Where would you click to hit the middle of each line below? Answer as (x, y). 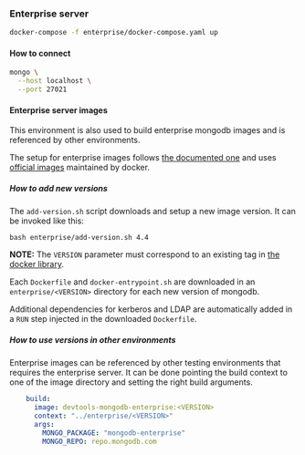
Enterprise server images (58, 110)
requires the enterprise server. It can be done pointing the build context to (148, 373)
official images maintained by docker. (80, 168)
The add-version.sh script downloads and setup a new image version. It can (153, 212)
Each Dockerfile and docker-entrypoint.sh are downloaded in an (132, 282)
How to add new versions (58, 188)
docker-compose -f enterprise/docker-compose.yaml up (114, 33)
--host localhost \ (55, 81)
